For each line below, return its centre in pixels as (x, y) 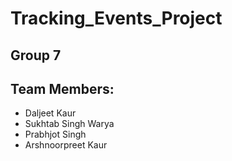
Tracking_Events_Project (116, 18)
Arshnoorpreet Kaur (66, 145)
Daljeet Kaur (50, 113)
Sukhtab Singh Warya (69, 124)
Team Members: (62, 88)
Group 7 (36, 55)
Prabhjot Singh (55, 134)
